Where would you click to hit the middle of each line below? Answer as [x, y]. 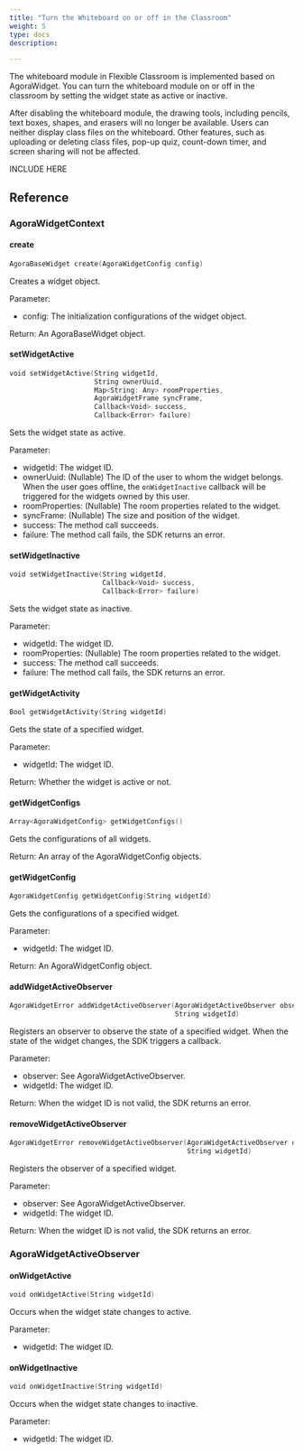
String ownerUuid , [129, 382]
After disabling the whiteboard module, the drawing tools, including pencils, [150, 113]
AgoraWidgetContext [57, 223]
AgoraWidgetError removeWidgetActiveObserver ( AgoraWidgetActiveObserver [149, 1143]
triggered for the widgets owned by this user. [106, 497]
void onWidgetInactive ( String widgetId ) [87, 1387]
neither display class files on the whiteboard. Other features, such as [137, 133]
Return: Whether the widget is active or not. [90, 782]
